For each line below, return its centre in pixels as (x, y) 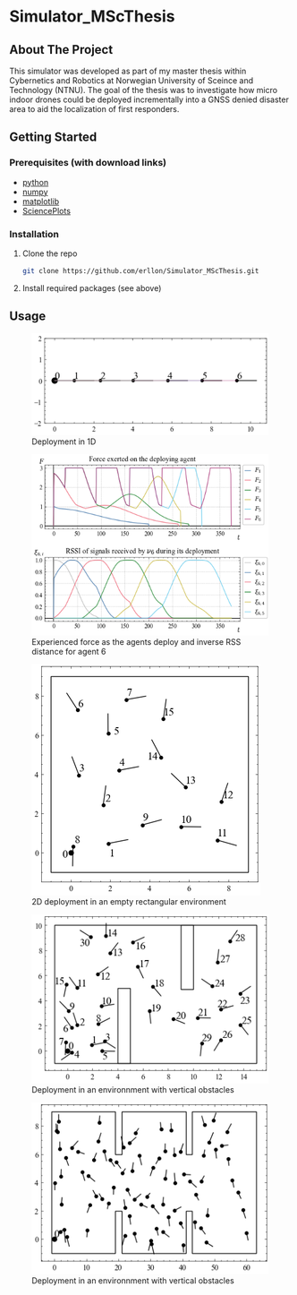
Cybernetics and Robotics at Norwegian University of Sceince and (132, 81)
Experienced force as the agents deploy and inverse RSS (136, 641)
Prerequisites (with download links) (88, 163)
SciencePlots (47, 210)
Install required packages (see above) (92, 287)
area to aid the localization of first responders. (94, 109)
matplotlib (41, 201)
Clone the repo (50, 253)
